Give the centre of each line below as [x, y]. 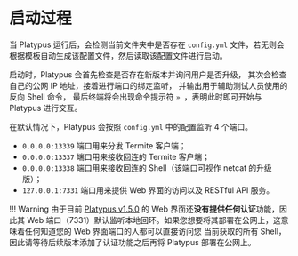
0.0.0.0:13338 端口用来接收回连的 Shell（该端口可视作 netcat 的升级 [147, 168]
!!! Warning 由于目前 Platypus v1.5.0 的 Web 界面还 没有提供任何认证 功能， [145, 209]
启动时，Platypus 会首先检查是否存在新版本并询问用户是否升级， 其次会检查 [148, 74]
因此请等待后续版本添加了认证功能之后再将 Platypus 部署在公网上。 [133, 242]
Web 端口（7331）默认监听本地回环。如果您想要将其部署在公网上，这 [154, 220]
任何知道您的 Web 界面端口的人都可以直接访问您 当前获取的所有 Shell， [155, 231]
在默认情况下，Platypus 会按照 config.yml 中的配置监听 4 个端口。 [131, 126]
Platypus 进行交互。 [46, 108]
